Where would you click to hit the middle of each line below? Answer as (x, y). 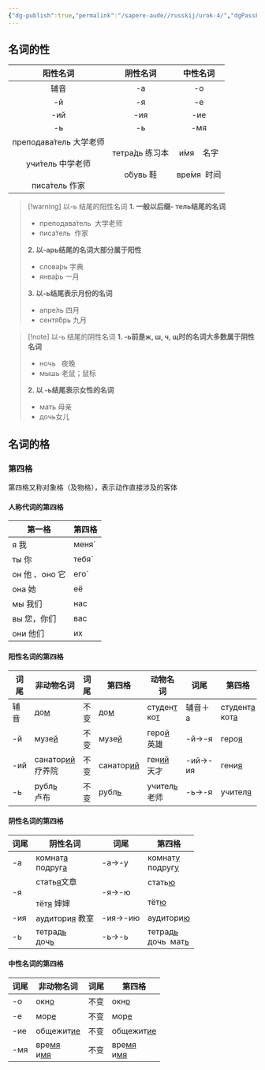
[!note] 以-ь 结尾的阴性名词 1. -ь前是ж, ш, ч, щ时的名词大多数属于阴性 (141, 337)
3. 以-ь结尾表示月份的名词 (70, 294)
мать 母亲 (56, 407)
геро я (231, 738)
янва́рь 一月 (59, 276)
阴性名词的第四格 (36, 821)
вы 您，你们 (34, 619)
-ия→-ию (121, 918)
